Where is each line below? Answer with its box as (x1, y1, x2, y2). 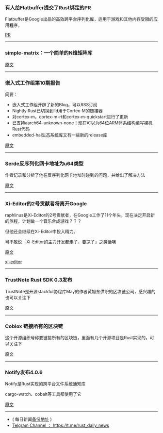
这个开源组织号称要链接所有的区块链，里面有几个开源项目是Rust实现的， (5, 335, 150, 341)
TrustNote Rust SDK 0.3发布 (5, 277, 73, 283)
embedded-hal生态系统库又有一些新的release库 (12, 132, 108, 138)
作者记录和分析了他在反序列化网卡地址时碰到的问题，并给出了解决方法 (5, 172, 146, 178)
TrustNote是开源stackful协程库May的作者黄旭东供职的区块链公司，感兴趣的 (5, 288, 156, 294)
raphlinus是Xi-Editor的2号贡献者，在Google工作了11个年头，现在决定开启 (5, 212, 151, 218)
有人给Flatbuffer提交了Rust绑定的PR (5, 4, 91, 11)
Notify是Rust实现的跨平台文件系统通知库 (5, 381, 86, 387)
